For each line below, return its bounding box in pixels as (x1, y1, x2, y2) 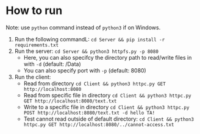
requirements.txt (14, 42, 59, 48)
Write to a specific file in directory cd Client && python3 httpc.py (23, 103, 190, 110)
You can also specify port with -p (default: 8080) (23, 66, 147, 74)
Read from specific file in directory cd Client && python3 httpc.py (23, 91, 191, 99)
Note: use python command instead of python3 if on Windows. (5, 24, 161, 31)
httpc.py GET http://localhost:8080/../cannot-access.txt (23, 121, 174, 128)
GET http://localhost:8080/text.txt (23, 98, 117, 104)
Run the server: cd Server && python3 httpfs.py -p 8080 (14, 47, 159, 55)
